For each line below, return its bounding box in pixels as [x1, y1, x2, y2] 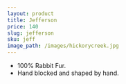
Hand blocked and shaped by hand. [17, 69, 119, 77]
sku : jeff [7, 36, 36, 43]
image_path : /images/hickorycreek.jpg [7, 42, 119, 49]
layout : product [7, 10, 54, 17]
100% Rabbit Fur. [17, 62, 66, 69]
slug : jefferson [7, 29, 54, 37]
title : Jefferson [7, 17, 57, 24]
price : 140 [7, 23, 39, 30]
